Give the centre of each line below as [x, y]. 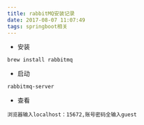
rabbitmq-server [31, 87]
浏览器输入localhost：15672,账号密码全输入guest [72, 115]
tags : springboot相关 [38, 26]
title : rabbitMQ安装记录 [41, 13]
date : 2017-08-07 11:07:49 [46, 20]
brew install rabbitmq [40, 60]
